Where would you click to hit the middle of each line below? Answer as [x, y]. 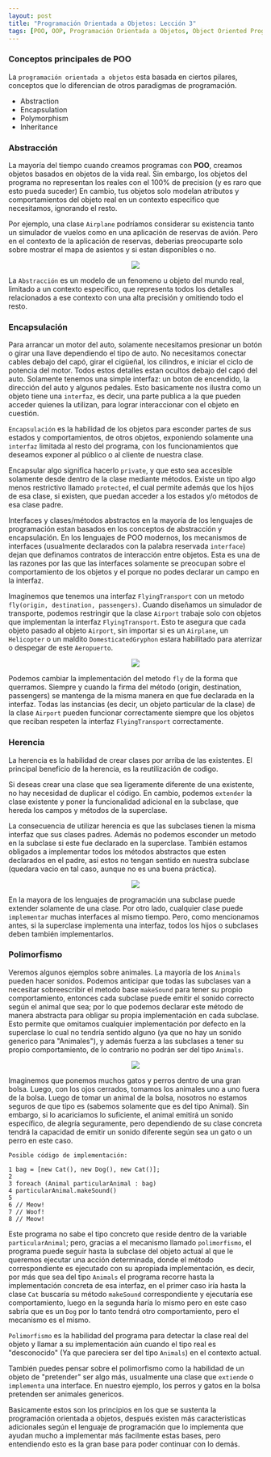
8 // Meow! [27, 1219]
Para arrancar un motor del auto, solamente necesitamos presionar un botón [135, 345]
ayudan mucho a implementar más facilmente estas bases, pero [115, 1435]
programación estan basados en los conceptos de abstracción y [115, 529]
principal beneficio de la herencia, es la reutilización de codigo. [113, 769]
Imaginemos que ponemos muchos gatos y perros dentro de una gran [125, 1080]
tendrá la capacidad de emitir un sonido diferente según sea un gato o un [130, 1131]
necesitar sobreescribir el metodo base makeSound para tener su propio [126, 989]
